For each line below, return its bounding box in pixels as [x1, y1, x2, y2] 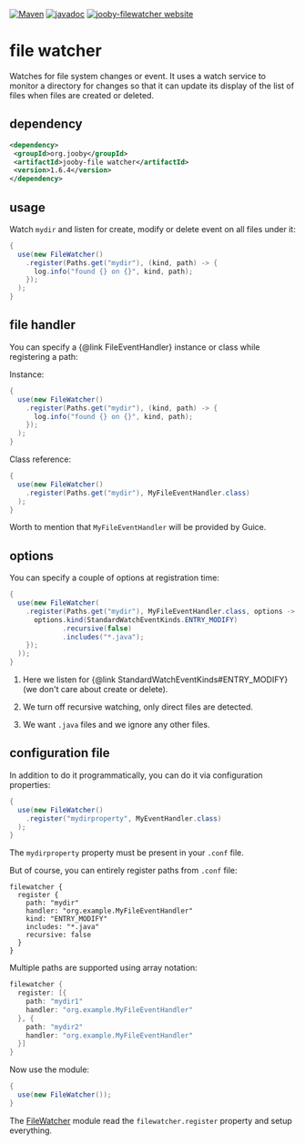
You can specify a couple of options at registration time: [9, 572, 220, 583]
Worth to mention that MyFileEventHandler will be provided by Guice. [9, 522, 267, 533]
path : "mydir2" [25, 1022, 84, 1031]
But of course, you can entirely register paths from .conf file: [9, 865, 239, 876]
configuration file [9, 745, 111, 761]
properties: [9, 779, 51, 790]
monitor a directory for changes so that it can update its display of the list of [9, 80, 294, 91]
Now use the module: [9, 1064, 89, 1075]
